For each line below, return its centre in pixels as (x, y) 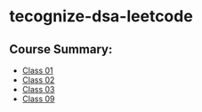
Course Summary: (61, 49)
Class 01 (37, 70)
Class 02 (38, 80)
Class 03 (38, 89)
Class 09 (38, 99)
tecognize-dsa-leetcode (101, 16)
